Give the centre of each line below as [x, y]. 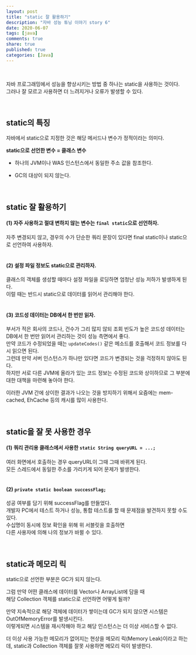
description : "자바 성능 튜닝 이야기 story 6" [58, 22]
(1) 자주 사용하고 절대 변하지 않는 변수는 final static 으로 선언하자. [82, 223]
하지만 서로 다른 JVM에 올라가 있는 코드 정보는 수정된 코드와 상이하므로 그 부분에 [98, 373]
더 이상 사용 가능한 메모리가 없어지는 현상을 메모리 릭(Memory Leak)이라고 [92, 639]
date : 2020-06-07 [27, 28]
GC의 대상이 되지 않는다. [43, 175]
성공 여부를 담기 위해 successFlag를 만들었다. [59, 503]
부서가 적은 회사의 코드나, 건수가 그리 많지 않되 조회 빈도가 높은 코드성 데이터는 [96, 329]
